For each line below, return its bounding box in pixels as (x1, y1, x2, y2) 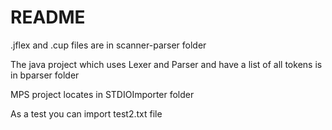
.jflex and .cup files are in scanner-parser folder (10, 39, 207, 51)
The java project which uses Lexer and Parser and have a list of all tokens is (10, 58, 323, 70)
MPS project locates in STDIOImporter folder (10, 88, 195, 100)
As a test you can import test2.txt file (10, 107, 163, 120)
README (10, 6, 86, 29)
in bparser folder (10, 69, 80, 81)
